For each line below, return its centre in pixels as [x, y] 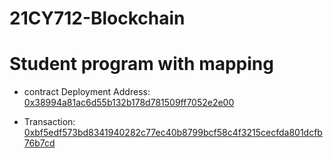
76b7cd [39, 143]
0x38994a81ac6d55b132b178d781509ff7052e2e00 [129, 103]
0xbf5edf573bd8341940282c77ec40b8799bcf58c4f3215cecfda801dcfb [173, 133]
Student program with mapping [141, 64]
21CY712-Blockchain [97, 18]
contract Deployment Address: [87, 92]
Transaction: [49, 122]
